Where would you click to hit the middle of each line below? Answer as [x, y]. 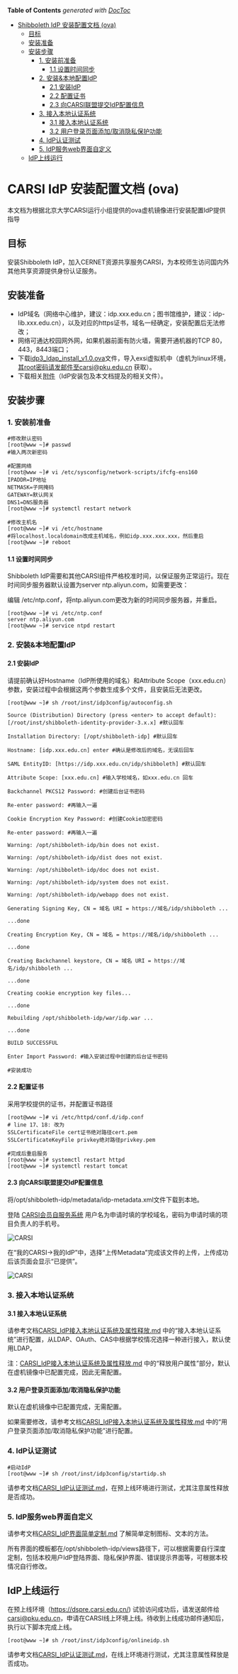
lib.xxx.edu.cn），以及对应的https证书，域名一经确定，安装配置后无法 [118, 323]
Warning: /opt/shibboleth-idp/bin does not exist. [84, 845]
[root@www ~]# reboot [39, 543]
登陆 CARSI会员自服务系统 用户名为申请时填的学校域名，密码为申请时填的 [114, 1214]
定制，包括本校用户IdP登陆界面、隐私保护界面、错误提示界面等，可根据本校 [118, 1557]
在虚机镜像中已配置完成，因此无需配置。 [66, 1373]
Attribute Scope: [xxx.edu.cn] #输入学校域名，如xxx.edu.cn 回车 [100, 777]
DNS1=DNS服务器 [28, 503]
